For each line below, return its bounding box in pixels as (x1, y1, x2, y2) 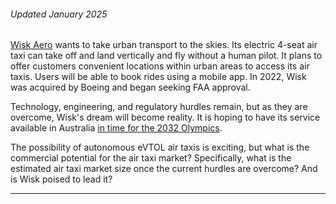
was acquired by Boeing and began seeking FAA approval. (10, 81, 251, 94)
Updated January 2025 (10, 8, 108, 20)
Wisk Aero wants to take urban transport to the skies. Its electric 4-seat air (10, 39, 318, 51)
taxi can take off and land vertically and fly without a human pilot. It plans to (10, 50, 323, 62)
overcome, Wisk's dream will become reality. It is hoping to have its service (10, 111, 321, 124)
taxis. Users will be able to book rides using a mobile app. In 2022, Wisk (10, 71, 307, 83)
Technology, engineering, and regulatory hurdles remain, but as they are (10, 101, 308, 113)
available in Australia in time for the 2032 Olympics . (10, 122, 223, 134)
